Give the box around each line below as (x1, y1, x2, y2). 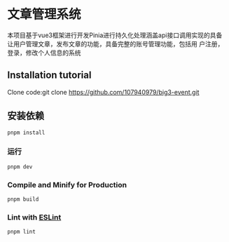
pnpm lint (7, 229, 36, 236)
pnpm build (7, 196, 39, 203)
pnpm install (7, 129, 46, 136)
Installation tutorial (7, 69, 92, 81)
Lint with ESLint (7, 212, 62, 222)
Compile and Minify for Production (7, 180, 127, 189)
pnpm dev (7, 163, 33, 170)
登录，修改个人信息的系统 (7, 48, 81, 57)
